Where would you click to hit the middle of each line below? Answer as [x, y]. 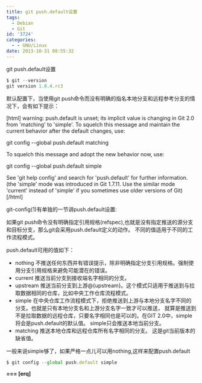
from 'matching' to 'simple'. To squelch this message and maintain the [93, 124]
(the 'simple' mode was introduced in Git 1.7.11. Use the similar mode [91, 184]
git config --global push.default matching [57, 142]
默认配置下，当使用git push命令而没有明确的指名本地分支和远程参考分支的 [98, 98]
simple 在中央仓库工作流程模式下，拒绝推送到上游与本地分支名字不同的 [103, 300]
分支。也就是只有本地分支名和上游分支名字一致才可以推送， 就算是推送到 [106, 308]
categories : [21, 40]
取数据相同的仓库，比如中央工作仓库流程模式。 [73, 293]
